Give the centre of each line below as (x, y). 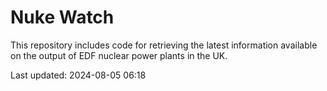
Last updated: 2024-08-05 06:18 (78, 75)
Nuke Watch (62, 17)
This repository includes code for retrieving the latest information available (164, 45)
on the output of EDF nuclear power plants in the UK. (119, 55)
